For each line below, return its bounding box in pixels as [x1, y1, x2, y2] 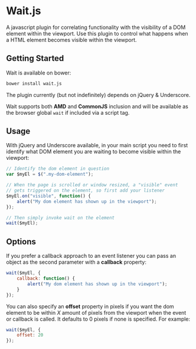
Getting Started [6, 53, 64, 63]
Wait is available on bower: [6, 69, 71, 76]
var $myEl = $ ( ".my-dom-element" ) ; [6, 172, 94, 177]
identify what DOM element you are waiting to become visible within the [6, 148, 181, 155]
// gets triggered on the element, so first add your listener [6, 188, 165, 193]
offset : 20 [17, 332, 44, 338]
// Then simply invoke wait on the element [6, 215, 115, 221]
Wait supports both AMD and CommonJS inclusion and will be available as [6, 102, 189, 110]
